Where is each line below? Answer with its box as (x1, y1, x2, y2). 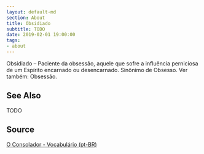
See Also (6, 90, 41, 101)
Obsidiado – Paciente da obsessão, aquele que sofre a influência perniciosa (6, 59, 198, 67)
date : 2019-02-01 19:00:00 (6, 32, 76, 38)
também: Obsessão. (6, 73, 57, 80)
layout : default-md (6, 9, 57, 15)
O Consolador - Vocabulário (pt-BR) (6, 141, 97, 148)
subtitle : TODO (6, 26, 45, 32)
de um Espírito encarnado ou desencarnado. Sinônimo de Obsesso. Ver (6, 66, 188, 73)
